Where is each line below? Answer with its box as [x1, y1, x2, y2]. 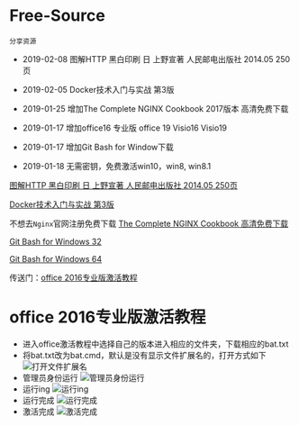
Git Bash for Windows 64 [9, 253, 103, 264]
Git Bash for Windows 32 [9, 236, 102, 247]
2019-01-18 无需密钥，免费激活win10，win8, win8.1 [22, 160, 212, 171]
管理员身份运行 [22, 372, 78, 383]
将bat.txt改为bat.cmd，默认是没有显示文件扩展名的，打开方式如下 [22, 349, 267, 360]
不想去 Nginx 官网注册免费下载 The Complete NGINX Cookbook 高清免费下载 [9, 218, 289, 229]
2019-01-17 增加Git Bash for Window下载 [22, 141, 174, 152]
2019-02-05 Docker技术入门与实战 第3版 [22, 84, 175, 95]
